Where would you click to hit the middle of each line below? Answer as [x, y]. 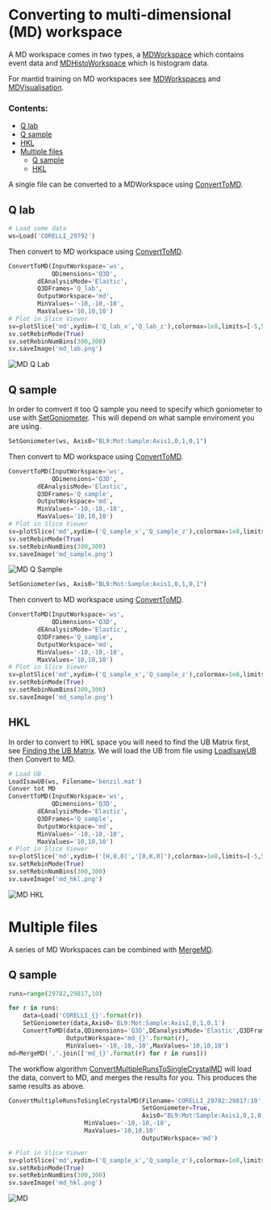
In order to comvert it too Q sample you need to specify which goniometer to [135, 409]
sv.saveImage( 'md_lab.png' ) [56, 349]
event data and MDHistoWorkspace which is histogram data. [109, 63]
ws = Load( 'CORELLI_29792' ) [52, 236]
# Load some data [38, 229]
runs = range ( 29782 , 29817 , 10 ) [56, 993]
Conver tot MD [32, 789]
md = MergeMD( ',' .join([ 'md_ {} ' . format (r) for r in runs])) [108, 1053]
